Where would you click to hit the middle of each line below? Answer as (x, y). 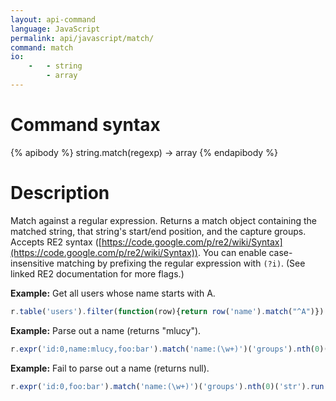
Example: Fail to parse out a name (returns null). (110, 368)
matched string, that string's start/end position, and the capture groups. (158, 231)
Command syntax (85, 125)
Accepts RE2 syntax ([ (56, 242)
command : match (42, 47)
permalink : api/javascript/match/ (82, 38)
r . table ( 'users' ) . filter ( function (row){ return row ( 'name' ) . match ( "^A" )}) (167, 311)
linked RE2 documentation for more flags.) (97, 273)
